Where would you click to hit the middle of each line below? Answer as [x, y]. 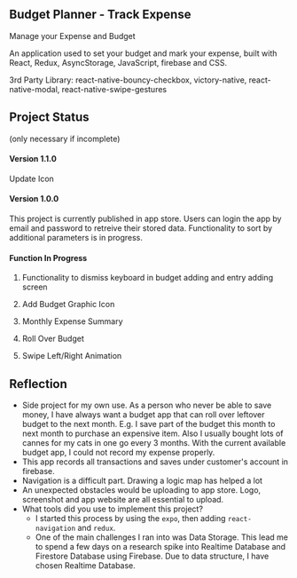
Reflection [39, 384]
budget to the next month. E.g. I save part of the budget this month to [148, 424]
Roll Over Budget [53, 339]
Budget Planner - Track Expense [100, 15]
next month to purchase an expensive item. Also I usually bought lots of [152, 433]
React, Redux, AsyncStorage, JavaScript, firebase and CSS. [118, 62]
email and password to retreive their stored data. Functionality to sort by [141, 228]
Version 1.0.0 [34, 199]
